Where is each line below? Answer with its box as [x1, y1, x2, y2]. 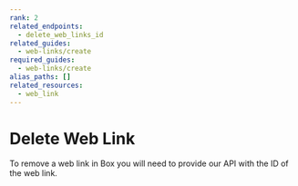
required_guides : [9, 55, 76, 64]
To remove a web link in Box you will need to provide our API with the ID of [9, 158, 289, 169]
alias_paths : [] [9, 73, 71, 82]
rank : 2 [9, 13, 39, 23]
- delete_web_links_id [17, 30, 104, 39]
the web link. [9, 168, 57, 179]
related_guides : [9, 38, 71, 48]
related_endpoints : [9, 22, 84, 31]
